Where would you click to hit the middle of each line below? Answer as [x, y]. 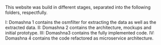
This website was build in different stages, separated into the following [78, 7]
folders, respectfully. [26, 12]
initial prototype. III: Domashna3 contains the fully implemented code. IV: [80, 33]
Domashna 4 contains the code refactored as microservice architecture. [79, 38]
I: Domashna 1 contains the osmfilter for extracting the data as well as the [81, 22]
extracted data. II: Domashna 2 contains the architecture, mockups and [78, 27]
